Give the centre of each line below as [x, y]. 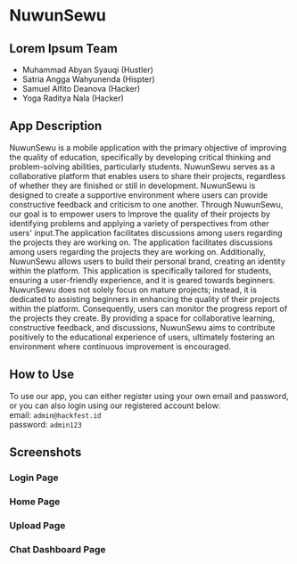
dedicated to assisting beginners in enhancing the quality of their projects [145, 298]
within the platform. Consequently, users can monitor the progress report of [148, 308]
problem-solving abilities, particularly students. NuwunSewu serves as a [142, 167]
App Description [56, 126]
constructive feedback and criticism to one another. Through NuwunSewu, [146, 204]
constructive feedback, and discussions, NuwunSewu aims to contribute [142, 327]
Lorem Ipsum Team [63, 49]
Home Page [35, 502]
